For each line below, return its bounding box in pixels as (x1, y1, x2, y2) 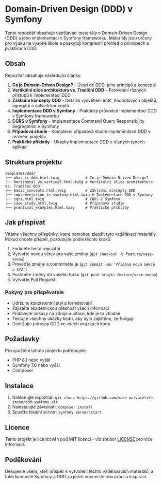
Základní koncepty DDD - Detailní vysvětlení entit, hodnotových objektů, (12, 97, 158, 103)
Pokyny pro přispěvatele (5, 289, 64, 296)
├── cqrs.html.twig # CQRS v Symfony (5, 196, 120, 202)
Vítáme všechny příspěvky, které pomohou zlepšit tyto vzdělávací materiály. (5, 231, 157, 237)
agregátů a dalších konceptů (12, 102, 69, 108)
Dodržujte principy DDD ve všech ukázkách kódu (12, 320, 111, 327)
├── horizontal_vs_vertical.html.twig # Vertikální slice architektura (5, 179, 153, 185)
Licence (5, 423, 30, 431)
